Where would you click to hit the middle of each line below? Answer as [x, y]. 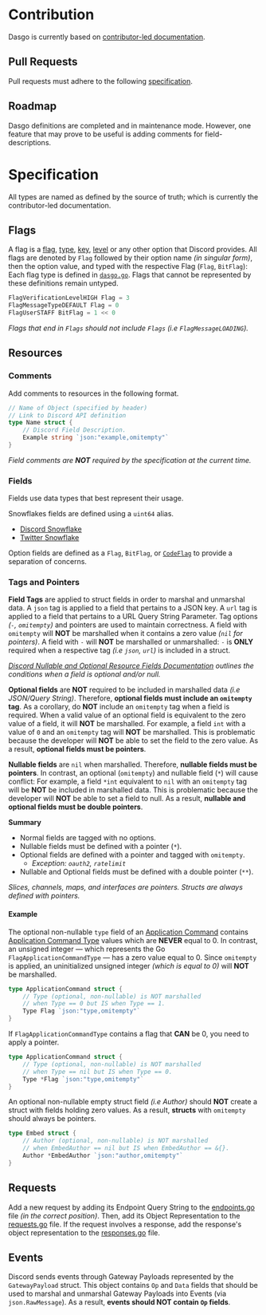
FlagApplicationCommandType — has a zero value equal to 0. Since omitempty [133, 957]
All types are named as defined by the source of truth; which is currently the [133, 196]
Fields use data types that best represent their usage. [96, 498]
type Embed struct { [43, 1133]
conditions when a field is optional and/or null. [84, 674]
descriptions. [30, 142]
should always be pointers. [53, 1119]
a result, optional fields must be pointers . [77, 749]
